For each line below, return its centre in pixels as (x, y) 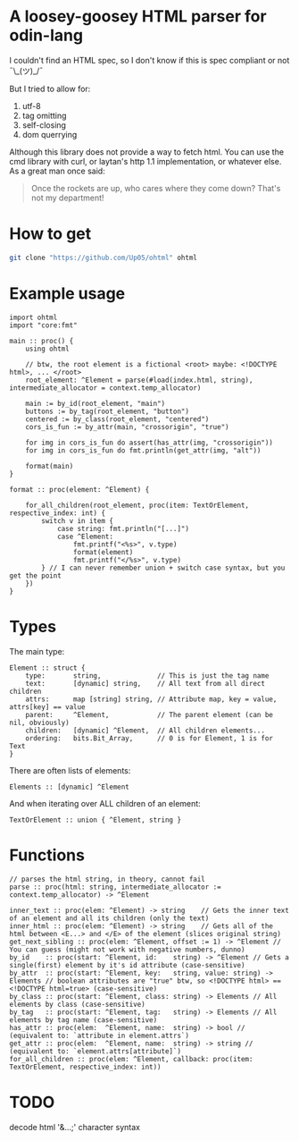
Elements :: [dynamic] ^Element (69, 787)
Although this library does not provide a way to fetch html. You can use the (146, 152)
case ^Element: (85, 537)
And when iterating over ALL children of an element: (105, 803)
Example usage (67, 293)
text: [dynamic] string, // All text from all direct (145, 683)
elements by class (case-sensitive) (77, 1004)
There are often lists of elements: (70, 770)
